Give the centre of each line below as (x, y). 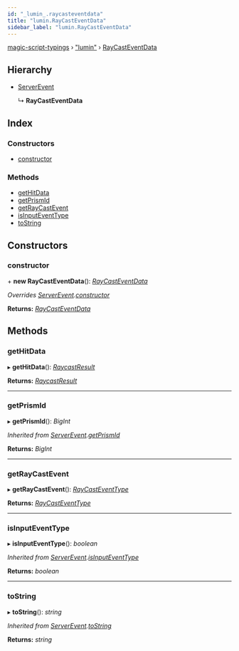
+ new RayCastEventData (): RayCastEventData (78, 281)
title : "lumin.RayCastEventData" (57, 21)
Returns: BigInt (30, 448)
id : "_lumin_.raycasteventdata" (55, 14)
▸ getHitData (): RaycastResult (51, 366)
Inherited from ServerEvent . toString (59, 625)
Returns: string (30, 639)
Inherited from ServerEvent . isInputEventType (73, 557)
